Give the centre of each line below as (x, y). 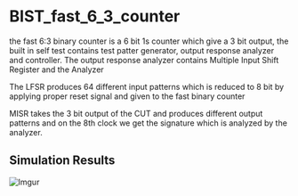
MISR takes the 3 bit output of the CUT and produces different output (136, 113)
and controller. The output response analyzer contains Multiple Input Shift (144, 60)
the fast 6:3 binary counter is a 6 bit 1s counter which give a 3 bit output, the (149, 41)
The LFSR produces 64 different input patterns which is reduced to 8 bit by (147, 86)
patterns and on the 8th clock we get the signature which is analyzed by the (148, 123)
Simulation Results (62, 161)
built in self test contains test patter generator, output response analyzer (141, 50)
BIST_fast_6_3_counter (95, 16)
